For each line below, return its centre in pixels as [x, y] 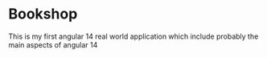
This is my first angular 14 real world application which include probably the [133, 36]
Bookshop [43, 14]
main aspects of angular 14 [53, 44]
